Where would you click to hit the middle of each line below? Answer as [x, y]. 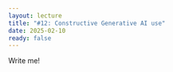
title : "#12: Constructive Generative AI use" [87, 23]
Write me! [24, 61]
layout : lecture [35, 16]
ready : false [30, 38]
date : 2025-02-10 [37, 30]
